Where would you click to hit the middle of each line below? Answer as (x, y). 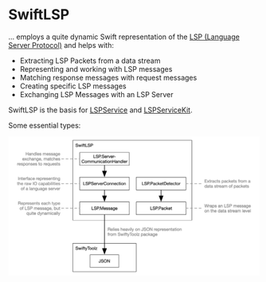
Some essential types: (45, 125)
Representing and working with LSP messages (96, 69)
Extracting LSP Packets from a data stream (90, 61)
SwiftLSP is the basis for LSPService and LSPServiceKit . (100, 110)
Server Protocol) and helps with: (61, 45)
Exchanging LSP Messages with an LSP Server (96, 94)
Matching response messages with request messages (108, 77)
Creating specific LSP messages (73, 86)
